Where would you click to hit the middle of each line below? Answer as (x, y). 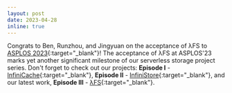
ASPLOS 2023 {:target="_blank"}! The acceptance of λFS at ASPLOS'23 (110, 53)
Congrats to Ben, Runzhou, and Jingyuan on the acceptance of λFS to (107, 46)
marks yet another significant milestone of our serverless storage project (111, 61)
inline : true (26, 26)
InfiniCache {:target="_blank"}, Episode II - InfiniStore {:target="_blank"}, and (116, 75)
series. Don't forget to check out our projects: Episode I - (89, 68)
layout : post (26, 13)
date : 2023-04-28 (32, 20)
